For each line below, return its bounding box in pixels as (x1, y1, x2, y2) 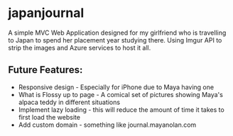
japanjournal (8, 5, 85, 21)
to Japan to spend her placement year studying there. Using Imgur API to (8, 35, 222, 44)
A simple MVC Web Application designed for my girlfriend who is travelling (8, 28, 227, 37)
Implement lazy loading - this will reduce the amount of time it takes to (18, 105, 224, 114)
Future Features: (8, 64, 83, 76)
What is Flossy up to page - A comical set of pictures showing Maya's (18, 90, 223, 98)
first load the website (18, 113, 81, 121)
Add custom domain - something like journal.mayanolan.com (18, 120, 197, 129)
